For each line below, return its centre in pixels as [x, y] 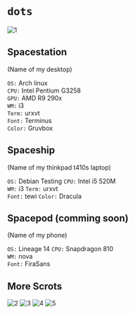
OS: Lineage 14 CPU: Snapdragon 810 [60, 249]
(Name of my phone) [37, 235]
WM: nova [20, 257]
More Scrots [35, 286]
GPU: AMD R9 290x [35, 98]
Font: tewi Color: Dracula [45, 196]
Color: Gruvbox [30, 128]
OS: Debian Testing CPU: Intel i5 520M [62, 181]
